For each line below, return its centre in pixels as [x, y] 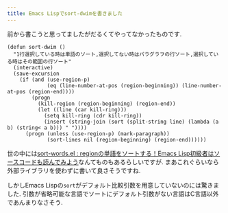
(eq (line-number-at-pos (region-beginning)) [113, 86]
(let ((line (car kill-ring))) [82, 110]
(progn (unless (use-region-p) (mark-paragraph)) [97, 134]
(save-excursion [36, 74]
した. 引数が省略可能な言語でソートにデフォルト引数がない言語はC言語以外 [113, 194]
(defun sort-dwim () [37, 47]
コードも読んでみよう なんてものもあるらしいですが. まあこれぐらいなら [119, 161]
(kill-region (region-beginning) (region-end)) [106, 104]
